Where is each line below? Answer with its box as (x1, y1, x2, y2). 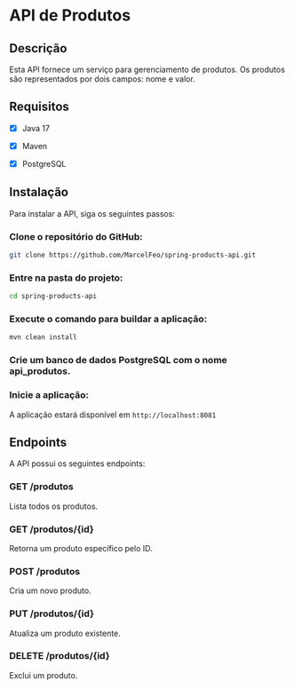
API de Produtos (9, 5, 131, 26)
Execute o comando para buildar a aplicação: (9, 313, 208, 325)
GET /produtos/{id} (9, 523, 95, 535)
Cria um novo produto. (9, 585, 91, 596)
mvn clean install (9, 333, 77, 342)
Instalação (9, 185, 69, 200)
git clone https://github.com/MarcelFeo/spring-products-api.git (9, 250, 256, 260)
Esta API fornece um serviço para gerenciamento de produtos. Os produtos (9, 64, 286, 75)
